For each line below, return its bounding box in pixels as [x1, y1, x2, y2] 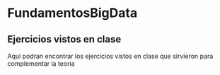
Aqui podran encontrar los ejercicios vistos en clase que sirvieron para [7, 52, 214, 60]
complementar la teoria [7, 59, 76, 68]
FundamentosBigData [7, 5, 138, 21]
